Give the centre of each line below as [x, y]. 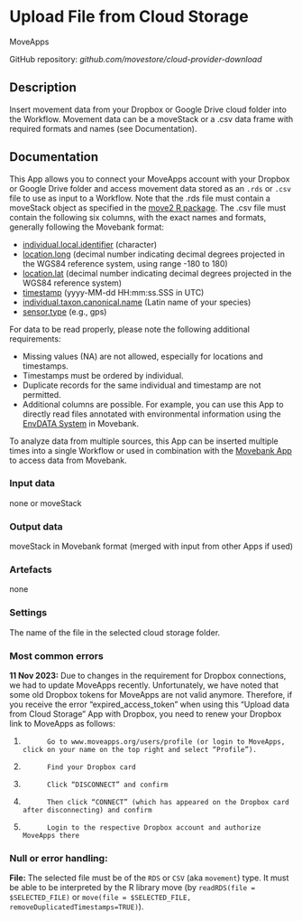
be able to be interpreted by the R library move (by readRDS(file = [133, 888]
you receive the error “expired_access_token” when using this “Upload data [150, 705]
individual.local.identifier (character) [90, 244]
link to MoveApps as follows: [62, 724]
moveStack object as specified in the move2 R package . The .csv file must [148, 207]
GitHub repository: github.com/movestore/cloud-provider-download [136, 59]
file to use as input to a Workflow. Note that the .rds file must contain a [140, 198]
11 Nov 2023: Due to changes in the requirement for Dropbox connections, [148, 676]
